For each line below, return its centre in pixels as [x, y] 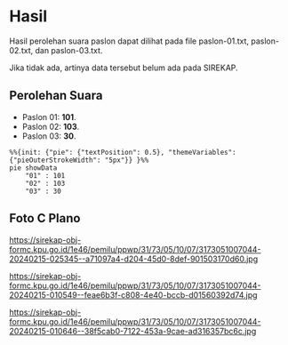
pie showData [33, 168]
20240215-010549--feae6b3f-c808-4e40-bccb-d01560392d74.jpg [133, 294]
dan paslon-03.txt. [69, 50]
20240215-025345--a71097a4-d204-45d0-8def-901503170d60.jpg [134, 259]
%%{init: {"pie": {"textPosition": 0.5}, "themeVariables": [123, 152]
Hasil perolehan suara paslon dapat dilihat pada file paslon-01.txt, [129, 41]
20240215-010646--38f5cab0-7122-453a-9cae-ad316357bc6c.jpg [133, 331]
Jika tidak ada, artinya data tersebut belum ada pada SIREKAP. [124, 68]
